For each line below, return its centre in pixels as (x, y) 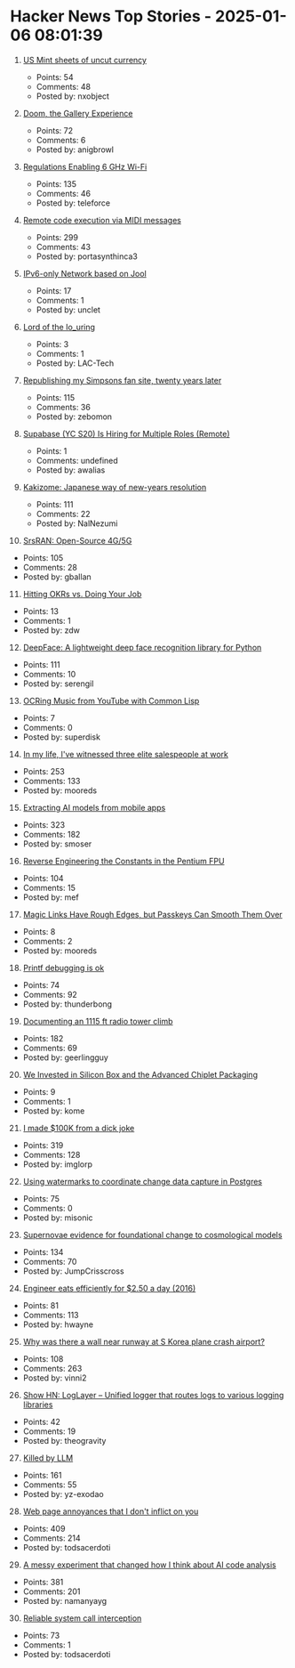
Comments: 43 (64, 247)
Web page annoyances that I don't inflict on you (111, 1511)
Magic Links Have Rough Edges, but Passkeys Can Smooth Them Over (152, 914)
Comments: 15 (49, 887)
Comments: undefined (77, 460)
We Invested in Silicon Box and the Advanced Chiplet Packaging (140, 1074)
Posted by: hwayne (58, 1324)
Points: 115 (56, 397)
